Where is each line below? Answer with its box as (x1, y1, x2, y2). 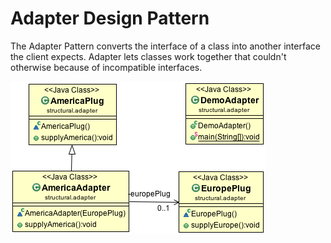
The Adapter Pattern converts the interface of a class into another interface (10, 40, 321, 52)
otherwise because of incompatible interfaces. (10, 61, 203, 73)
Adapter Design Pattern (10, 7, 210, 30)
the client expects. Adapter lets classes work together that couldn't (10, 50, 287, 62)
